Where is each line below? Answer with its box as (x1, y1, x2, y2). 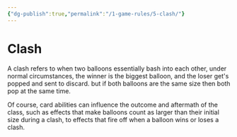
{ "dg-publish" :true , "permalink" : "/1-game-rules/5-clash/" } (7, 10, 185, 18)
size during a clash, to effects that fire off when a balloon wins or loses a (7, 115, 219, 124)
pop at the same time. (7, 86, 71, 95)
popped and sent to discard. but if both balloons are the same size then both (7, 79, 231, 88)
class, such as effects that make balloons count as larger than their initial (7, 107, 219, 117)
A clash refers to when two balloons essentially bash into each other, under (7, 64, 227, 73)
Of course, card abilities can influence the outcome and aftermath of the (7, 100, 218, 109)
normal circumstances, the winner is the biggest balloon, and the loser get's (7, 71, 229, 80)
